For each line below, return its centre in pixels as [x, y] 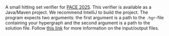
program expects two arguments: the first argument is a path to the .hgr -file [85, 18]
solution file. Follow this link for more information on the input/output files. [82, 28]
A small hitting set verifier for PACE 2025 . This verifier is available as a [78, 7]
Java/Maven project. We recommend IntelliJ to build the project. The [77, 12]
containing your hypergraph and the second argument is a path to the [78, 23]
